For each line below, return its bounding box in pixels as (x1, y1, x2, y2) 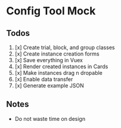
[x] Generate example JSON (14, 82, 85, 89)
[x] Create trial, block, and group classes (14, 44, 115, 51)
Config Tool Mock (6, 4, 96, 18)
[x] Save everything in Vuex (14, 57, 83, 63)
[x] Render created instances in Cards (14, 63, 108, 70)
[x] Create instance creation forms (14, 50, 100, 57)
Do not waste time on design (14, 115, 85, 122)
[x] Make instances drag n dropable (14, 69, 103, 76)
